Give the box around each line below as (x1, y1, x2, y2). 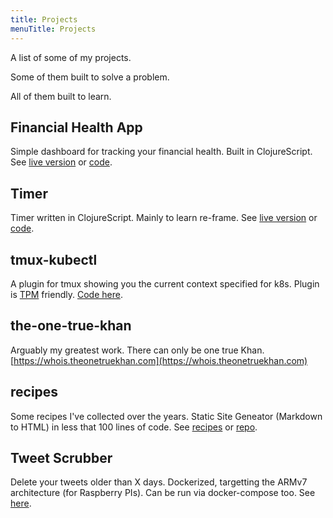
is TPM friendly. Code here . (10, 288, 123, 300)
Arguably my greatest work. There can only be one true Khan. (10, 344, 265, 356)
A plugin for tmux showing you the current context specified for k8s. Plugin (10, 277, 320, 290)
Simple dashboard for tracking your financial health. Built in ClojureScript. (10, 146, 313, 158)
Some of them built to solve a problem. (10, 71, 170, 83)
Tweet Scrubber (10, 449, 113, 466)
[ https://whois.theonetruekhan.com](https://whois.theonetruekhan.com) (10, 354, 308, 366)
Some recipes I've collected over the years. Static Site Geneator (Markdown (10, 410, 323, 422)
